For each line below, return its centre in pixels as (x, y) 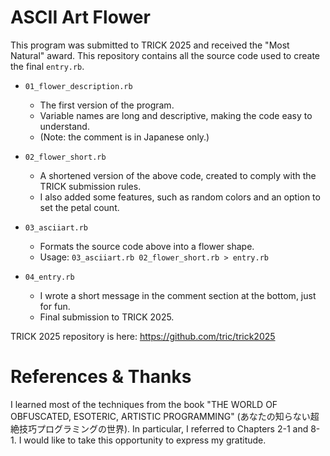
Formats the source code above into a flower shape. (147, 246)
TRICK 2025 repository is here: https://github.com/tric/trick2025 (143, 336)
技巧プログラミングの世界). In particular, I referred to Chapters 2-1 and (163, 428)
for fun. (55, 306)
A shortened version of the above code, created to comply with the (178, 175)
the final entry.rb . (47, 66)
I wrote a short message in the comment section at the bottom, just (178, 295)
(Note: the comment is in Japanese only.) (124, 137)
